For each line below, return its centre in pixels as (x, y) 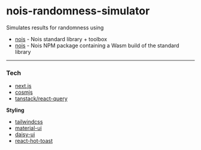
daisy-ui (25, 134)
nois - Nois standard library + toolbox (61, 39)
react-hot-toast (33, 141)
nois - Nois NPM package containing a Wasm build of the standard (97, 45)
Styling (16, 110)
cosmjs (24, 92)
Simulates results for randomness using (55, 27)
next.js (23, 86)
